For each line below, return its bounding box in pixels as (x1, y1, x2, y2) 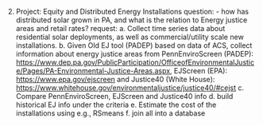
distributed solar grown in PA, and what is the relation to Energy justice (15, 15, 248, 25)
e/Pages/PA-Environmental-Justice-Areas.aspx (15, 66, 171, 75)
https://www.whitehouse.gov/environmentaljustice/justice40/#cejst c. (15, 83, 245, 93)
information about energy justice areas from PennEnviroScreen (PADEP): (15, 49, 254, 58)
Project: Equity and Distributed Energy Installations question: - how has (15, 7, 249, 16)
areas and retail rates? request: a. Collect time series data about (15, 24, 226, 33)
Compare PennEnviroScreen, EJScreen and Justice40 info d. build (15, 92, 234, 100)
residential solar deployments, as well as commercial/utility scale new (15, 32, 244, 41)
